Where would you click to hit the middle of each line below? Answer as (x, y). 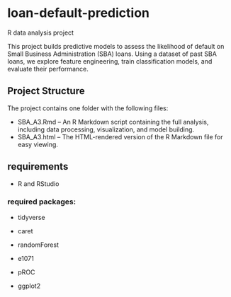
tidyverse (31, 217)
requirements (38, 167)
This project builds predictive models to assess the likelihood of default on (116, 46)
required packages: (42, 202)
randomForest (38, 245)
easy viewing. (38, 144)
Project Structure (46, 91)
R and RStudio (38, 184)
